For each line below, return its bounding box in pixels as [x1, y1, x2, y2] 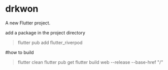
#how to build [5, 49, 34, 55]
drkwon [5, 3, 39, 15]
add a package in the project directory [5, 29, 85, 36]
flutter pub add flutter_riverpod [17, 39, 83, 46]
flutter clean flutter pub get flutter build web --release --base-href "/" [17, 59, 163, 65]
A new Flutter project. [5, 20, 51, 26]
